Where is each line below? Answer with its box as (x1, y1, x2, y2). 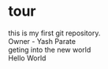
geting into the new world (8, 45, 91, 54)
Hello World (8, 53, 47, 63)
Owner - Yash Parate (8, 36, 76, 45)
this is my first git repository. (8, 28, 101, 38)
